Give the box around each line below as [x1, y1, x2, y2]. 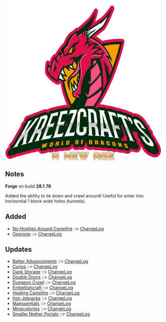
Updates [5, 245, 32, 254]
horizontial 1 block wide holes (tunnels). [5, 198, 86, 204]
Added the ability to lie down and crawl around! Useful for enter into [5, 193, 144, 198]
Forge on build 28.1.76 [5, 183, 52, 189]
